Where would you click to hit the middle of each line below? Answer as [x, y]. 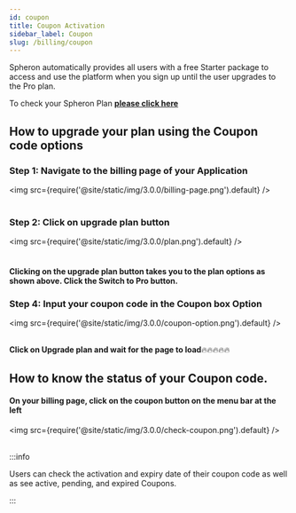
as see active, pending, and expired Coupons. [93, 483]
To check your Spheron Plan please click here [94, 104]
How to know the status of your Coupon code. [139, 378]
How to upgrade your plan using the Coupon [134, 131]
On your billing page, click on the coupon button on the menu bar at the [143, 401]
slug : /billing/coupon [51, 42]
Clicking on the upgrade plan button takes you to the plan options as [137, 271]
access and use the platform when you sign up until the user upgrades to [143, 77]
